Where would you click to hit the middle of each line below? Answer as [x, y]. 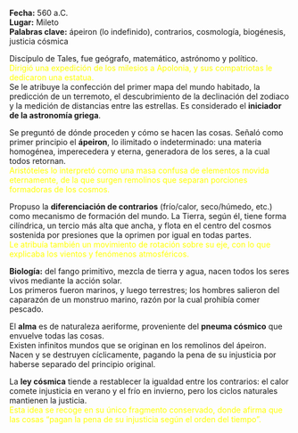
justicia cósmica [39, 41]
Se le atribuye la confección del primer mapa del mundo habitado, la [135, 87]
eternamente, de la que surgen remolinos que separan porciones [128, 180]
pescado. [27, 309]
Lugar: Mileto [34, 22]
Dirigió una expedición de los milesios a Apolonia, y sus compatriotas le [141, 68]
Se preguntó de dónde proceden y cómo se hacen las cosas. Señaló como [146, 132]
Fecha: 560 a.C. [39, 13]
